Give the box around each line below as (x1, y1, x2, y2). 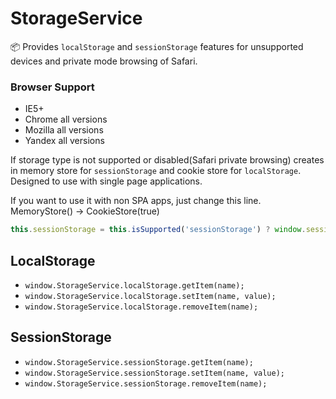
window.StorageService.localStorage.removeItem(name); (24, 302, 259, 312)
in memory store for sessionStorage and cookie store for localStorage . (10, 165, 302, 177)
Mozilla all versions (24, 124, 104, 136)
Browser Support (10, 80, 95, 94)
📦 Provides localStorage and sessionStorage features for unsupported (10, 40, 304, 52)
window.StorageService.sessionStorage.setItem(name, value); (24, 368, 286, 378)
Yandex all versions (24, 135, 105, 147)
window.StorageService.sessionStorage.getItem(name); (24, 357, 254, 367)
